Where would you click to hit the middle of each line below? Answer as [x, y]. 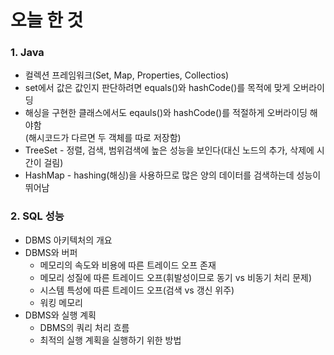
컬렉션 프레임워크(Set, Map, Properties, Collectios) [127, 75]
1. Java [27, 53]
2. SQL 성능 [37, 216]
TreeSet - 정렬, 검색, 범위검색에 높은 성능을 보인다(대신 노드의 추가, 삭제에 [169, 150]
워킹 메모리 [61, 302]
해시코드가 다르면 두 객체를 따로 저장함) [105, 138]
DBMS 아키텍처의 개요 [68, 240]
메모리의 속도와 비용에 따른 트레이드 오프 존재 [128, 265]
